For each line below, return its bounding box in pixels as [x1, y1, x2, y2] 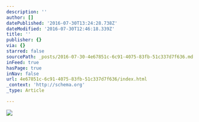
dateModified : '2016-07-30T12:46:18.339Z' [6, 25, 115, 32]
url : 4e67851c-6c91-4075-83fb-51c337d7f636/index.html [6, 76, 148, 82]
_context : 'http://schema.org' [6, 82, 85, 88]
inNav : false [6, 71, 39, 77]
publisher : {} [6, 37, 42, 43]
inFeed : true [6, 59, 39, 65]
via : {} [6, 43, 26, 49]
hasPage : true [6, 65, 42, 71]
